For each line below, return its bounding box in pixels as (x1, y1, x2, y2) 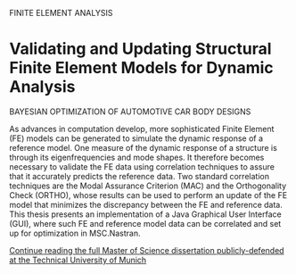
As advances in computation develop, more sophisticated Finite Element (9, 123, 275, 134)
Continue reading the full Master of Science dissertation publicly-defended (9, 245, 284, 255)
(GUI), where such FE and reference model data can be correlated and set (9, 218, 282, 228)
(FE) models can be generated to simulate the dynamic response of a (9, 133, 264, 144)
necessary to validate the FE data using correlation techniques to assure (9, 161, 275, 172)
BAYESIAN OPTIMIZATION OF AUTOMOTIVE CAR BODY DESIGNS (9, 106, 251, 117)
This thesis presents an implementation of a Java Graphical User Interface (9, 209, 283, 220)
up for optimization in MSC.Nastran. (9, 228, 141, 238)
